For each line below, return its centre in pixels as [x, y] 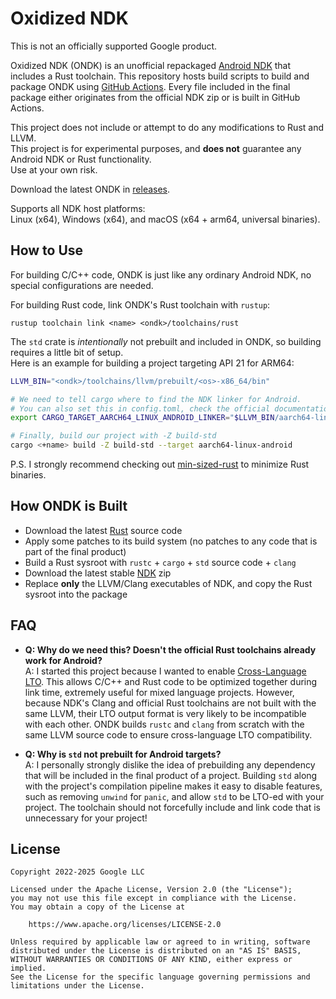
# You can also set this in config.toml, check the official [140, 408]
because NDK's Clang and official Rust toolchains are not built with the [170, 703]
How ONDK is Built [69, 506]
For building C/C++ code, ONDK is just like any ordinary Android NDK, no [161, 274]
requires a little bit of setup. [67, 352]
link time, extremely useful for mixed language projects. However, [159, 692]
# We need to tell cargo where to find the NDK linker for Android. [156, 399]
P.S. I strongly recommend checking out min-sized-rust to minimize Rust [160, 464]
